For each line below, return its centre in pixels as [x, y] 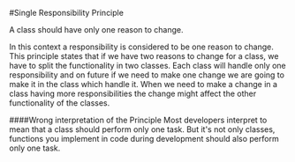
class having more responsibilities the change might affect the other [133, 93]
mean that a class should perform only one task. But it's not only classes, [142, 129]
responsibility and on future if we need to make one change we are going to [147, 75]
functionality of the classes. [60, 103]
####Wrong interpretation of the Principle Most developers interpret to [138, 120]
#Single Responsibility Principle [66, 13]
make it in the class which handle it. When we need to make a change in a [144, 84]
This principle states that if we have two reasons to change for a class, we [144, 56]
